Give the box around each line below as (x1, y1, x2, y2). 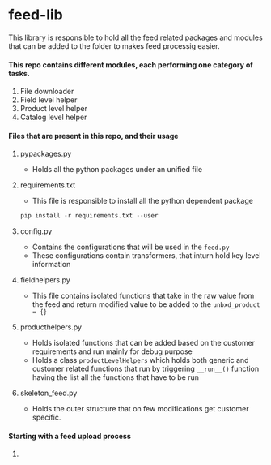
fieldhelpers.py (19, 275, 70, 285)
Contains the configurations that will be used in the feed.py (32, 242, 230, 252)
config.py (19, 226, 53, 236)
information (32, 260, 71, 269)
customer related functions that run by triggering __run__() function (32, 364, 260, 374)
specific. (32, 412, 61, 423)
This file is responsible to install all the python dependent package (32, 196, 253, 206)
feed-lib (8, 6, 63, 24)
